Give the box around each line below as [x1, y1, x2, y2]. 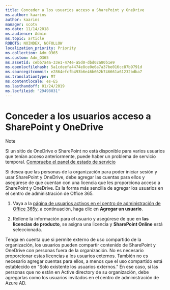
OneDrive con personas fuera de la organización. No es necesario [5, 248, 144, 254]
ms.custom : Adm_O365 [5, 55, 49, 60]
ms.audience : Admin [5, 31, 47, 36]
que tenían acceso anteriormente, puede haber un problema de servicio [5, 153, 156, 160]
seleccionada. [12, 227, 42, 233]
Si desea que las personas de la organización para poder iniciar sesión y [5, 169, 158, 175]
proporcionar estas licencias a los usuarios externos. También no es [5, 253, 149, 259]
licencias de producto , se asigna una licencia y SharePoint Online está [12, 221, 163, 228]
